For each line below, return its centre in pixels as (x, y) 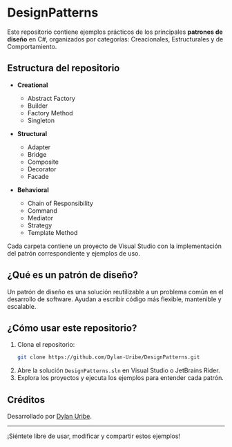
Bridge (37, 154)
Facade (38, 176)
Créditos (26, 400)
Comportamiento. (32, 46)
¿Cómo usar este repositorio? (72, 328)
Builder (38, 106)
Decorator (42, 169)
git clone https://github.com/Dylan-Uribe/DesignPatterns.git (108, 357)
